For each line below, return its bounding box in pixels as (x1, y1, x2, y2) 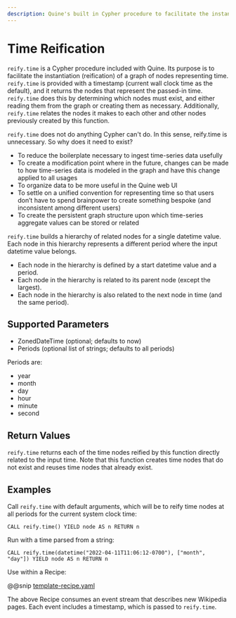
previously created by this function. (7, 116, 110, 125)
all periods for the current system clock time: (7, 510, 137, 518)
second (17, 409, 40, 417)
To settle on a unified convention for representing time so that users (17, 188, 214, 197)
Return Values (7, 429, 71, 441)
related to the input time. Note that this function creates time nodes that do (7, 455, 223, 465)
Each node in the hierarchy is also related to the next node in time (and (17, 290, 223, 299)
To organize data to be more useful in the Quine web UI (17, 181, 178, 189)
